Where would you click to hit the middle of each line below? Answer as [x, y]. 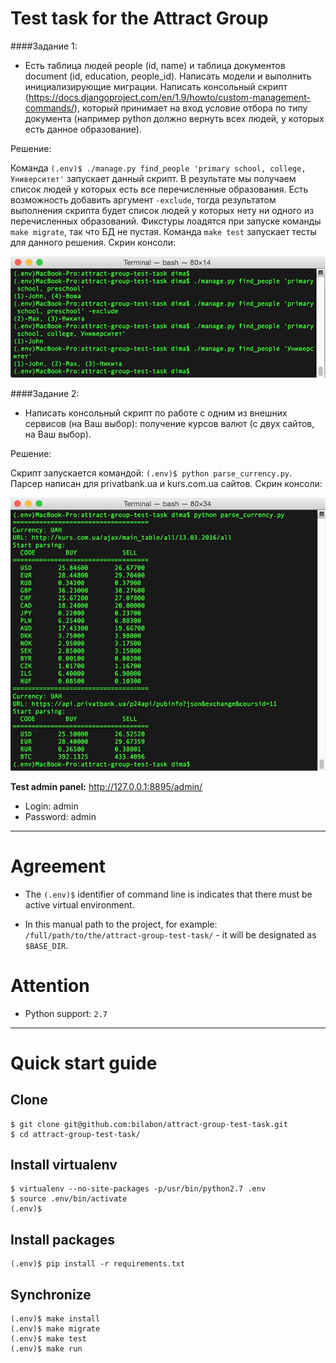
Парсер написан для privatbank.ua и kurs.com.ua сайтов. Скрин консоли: [166, 483]
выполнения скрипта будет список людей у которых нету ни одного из [162, 210]
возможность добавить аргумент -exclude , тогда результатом [143, 199]
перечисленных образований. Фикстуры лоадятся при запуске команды [166, 221]
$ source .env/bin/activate [69, 1199]
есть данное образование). [83, 129]
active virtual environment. [79, 904]
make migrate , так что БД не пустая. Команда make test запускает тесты [163, 231]
